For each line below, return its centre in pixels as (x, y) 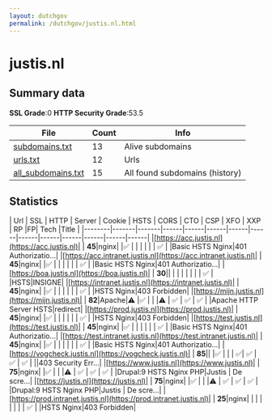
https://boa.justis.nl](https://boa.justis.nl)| (81, 274)
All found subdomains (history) (183, 172)
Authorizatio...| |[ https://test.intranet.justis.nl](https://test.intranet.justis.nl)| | (136, 336)
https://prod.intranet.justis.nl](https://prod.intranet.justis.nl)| (111, 399)
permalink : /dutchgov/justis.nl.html (73, 23)
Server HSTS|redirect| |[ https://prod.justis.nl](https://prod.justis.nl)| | (123, 309)
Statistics (34, 201)
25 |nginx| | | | (239, 399)
